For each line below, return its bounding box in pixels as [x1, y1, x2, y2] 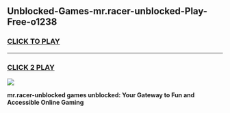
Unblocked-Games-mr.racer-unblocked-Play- [7, 5, 207, 17]
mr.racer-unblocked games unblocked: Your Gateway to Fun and [7, 90, 195, 99]
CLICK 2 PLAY [7, 62, 55, 72]
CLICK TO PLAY [7, 37, 60, 47]
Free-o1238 [7, 16, 57, 28]
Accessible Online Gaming [7, 98, 84, 106]
